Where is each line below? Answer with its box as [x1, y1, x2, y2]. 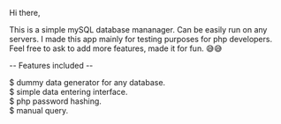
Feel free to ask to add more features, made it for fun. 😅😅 [9, 43, 223, 54]
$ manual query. [9, 106, 69, 115]
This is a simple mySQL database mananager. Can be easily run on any [9, 25, 268, 34]
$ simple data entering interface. [9, 87, 128, 97]
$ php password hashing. [9, 96, 102, 106]
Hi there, [9, 8, 41, 18]
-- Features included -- [9, 61, 94, 70]
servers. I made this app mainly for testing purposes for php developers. [9, 34, 272, 44]
